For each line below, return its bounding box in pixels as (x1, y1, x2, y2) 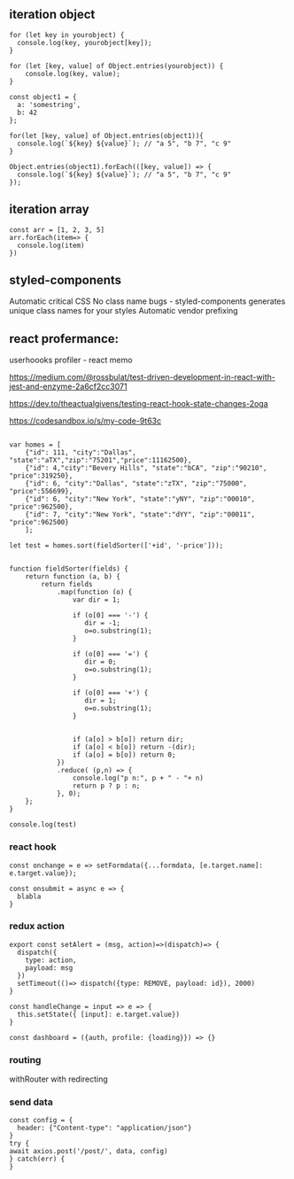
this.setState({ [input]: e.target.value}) (17, 1010, 180, 1019)
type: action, (25, 956, 77, 965)
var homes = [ (9, 440, 62, 450)
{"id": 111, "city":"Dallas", (25, 448, 137, 457)
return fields (41, 580, 93, 589)
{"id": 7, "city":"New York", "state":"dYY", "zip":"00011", (25, 510, 255, 519)
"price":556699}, (9, 487, 73, 496)
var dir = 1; (72, 595, 121, 605)
